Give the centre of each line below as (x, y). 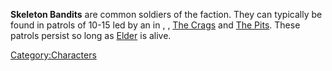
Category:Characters (53, 55)
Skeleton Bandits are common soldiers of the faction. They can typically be (166, 14)
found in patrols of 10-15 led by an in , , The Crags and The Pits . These (155, 25)
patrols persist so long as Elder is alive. (91, 35)
